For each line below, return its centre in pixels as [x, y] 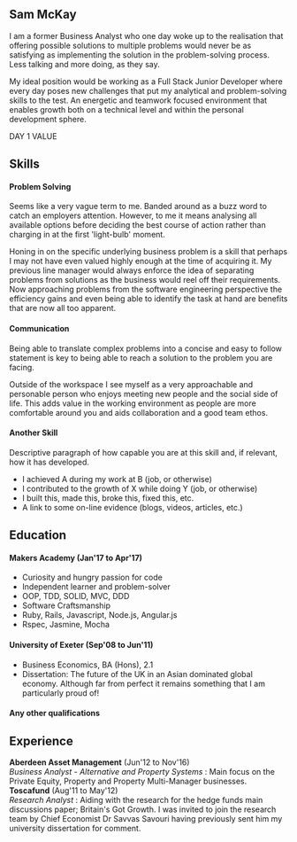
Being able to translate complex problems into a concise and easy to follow [146, 348]
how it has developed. [49, 462]
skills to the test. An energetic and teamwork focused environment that [138, 100]
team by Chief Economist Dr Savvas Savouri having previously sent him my [146, 819]
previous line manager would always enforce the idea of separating [132, 270]
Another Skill [34, 433]
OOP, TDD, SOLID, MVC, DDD [76, 596]
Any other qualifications [54, 713]
